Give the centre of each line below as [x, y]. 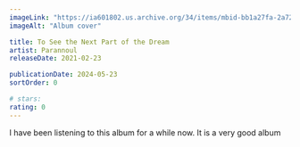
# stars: [25, 99]
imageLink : [29, 17]
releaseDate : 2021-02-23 [55, 59]
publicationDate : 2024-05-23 [63, 75]
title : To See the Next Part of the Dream [89, 42]
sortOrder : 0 [33, 83]
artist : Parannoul [43, 50]
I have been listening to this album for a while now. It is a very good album [145, 132]
